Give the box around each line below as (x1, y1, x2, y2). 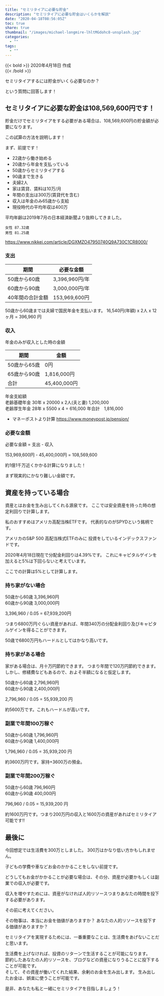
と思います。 (5, 940, 31, 946)
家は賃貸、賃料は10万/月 (12, 186, 62, 192)
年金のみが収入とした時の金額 (5, 339, 65, 345)
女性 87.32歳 (5, 225, 29, 230)
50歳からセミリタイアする (12, 168, 65, 173)
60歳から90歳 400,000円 (5, 791, 56, 797)
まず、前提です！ (5, 145, 40, 151)
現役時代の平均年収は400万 (12, 204, 68, 210)
